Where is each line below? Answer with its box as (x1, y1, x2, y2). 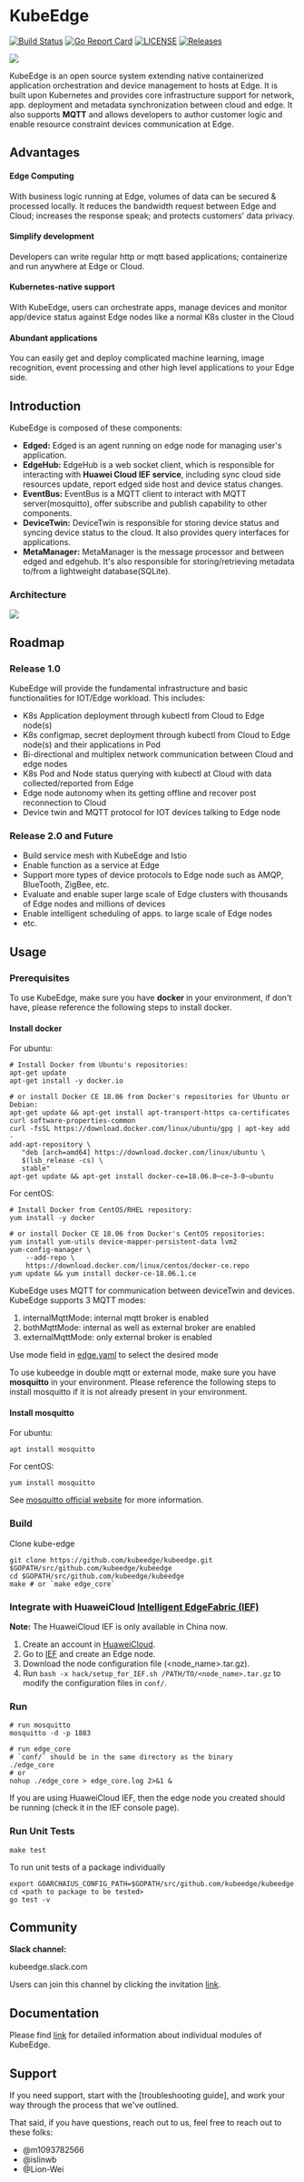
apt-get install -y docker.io (9, 1076, 124, 1086)
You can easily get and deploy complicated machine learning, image (9, 352, 265, 364)
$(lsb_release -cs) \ (21, 1157, 103, 1166)
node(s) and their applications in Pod (22, 739, 162, 750)
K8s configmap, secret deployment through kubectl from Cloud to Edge (22, 729, 290, 740)
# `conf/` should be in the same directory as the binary (9, 1753, 233, 1762)
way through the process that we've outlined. (9, 2099, 179, 2110)
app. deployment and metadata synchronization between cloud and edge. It (9, 99, 293, 110)
